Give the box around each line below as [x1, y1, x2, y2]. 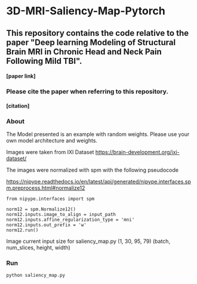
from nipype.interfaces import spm [6, 196, 95, 202]
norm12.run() [6, 227, 39, 233]
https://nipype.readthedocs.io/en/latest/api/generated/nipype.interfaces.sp [6, 178, 191, 185]
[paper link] [6, 73, 36, 80]
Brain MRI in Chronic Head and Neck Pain [6, 47, 162, 57]
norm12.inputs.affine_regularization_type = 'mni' [6, 217, 135, 223]
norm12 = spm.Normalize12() [6, 206, 76, 212]
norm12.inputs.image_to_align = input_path [6, 211, 116, 217]
